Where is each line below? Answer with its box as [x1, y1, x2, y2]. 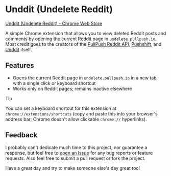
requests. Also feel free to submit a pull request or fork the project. [5, 155, 145, 161]
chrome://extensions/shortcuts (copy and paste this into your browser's [5, 110, 158, 116]
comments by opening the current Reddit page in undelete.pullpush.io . [5, 36, 157, 42]
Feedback [5, 131, 38, 139]
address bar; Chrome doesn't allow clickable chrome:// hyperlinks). [5, 116, 147, 122]
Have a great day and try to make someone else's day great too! [5, 165, 140, 171]
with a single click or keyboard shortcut [12, 80, 96, 86]
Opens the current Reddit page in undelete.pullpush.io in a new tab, [12, 75, 158, 81]
